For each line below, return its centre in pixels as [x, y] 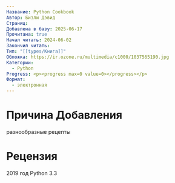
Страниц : [17, 23]
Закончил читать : [28, 46]
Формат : [16, 79]
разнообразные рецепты [38, 131]
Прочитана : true [27, 35]
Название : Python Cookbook [40, 12]
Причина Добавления [64, 115]
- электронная [29, 85]
